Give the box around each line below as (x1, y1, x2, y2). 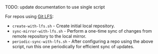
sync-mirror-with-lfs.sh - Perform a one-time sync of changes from (12, 28, 152, 34)
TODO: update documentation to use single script (5, 4, 105, 10)
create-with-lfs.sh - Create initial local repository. (12, 23, 115, 29)
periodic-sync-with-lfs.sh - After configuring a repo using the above (12, 38, 153, 44)
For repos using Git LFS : (5, 14, 54, 19)
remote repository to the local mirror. (12, 34, 87, 39)
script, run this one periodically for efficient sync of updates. (12, 44, 135, 49)
